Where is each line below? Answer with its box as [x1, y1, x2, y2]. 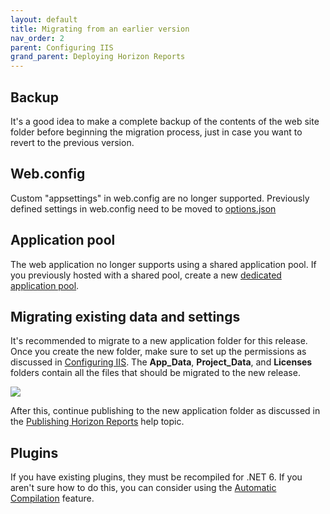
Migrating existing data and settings [10, 308, 241, 325]
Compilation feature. [10, 492, 95, 505]
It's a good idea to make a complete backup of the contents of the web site [10, 115, 320, 127]
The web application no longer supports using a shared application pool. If [10, 258, 317, 270]
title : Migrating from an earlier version [10, 24, 190, 34]
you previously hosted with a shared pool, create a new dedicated [10, 269, 282, 281]
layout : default [10, 14, 78, 25]
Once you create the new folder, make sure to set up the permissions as [10, 346, 307, 358]
